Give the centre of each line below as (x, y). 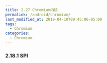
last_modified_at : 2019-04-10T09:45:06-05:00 (54, 19)
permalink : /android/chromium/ (38, 15)
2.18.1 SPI (17, 55)
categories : (18, 33)
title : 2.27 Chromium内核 (31, 10)
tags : (11, 24)
